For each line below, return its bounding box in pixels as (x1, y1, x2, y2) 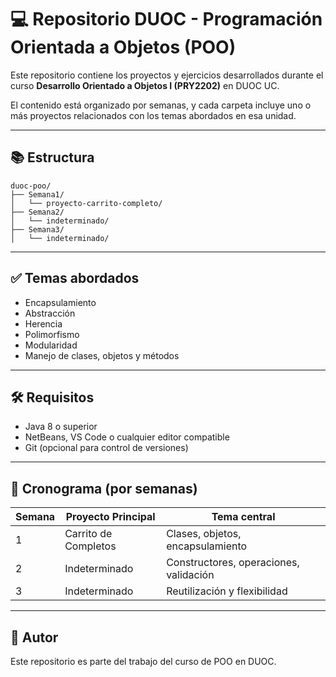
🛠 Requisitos (10, 389, 95, 406)
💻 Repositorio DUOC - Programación (10, 8, 323, 31)
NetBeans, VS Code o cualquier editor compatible (24, 431, 230, 443)
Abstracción (24, 307, 76, 319)
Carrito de (64, 527, 113, 541)
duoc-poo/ (10, 181, 52, 191)
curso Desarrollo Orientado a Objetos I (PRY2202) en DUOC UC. (10, 79, 280, 91)
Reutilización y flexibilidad (166, 584, 288, 598)
